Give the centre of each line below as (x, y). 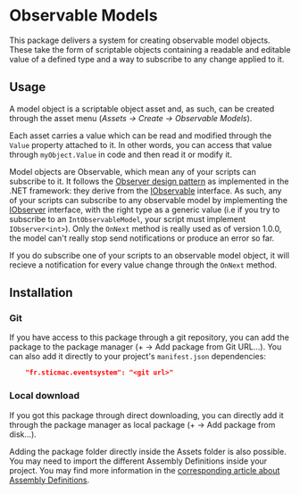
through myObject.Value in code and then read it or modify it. (121, 154)
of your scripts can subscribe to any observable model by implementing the (149, 200)
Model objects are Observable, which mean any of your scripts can (133, 171)
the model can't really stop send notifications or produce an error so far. (142, 238)
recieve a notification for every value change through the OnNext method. (143, 265)
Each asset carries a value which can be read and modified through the (141, 136)
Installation (41, 293)
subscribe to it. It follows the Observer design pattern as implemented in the (149, 181)
